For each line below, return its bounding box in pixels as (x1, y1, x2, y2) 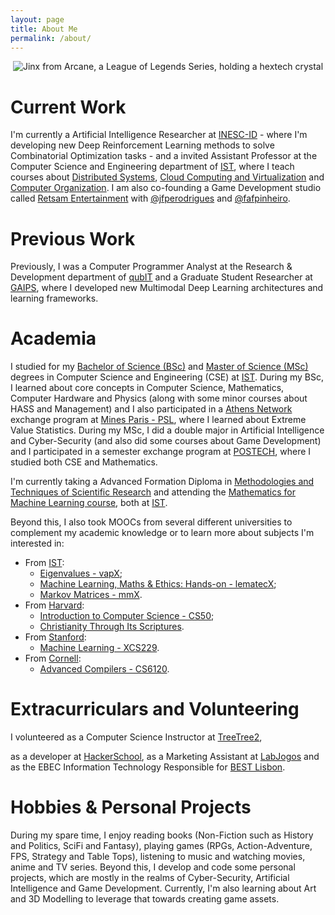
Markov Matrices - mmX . (39, 589, 143, 601)
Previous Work (10, 227, 136, 250)
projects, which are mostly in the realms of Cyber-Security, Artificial (10, 872, 290, 884)
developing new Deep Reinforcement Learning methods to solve (10, 139, 275, 151)
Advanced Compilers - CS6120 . (39, 663, 170, 675)
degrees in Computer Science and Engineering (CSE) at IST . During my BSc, (10, 371, 324, 383)
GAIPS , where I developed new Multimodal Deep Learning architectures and (10, 282, 324, 294)
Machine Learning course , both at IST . (10, 497, 168, 509)
